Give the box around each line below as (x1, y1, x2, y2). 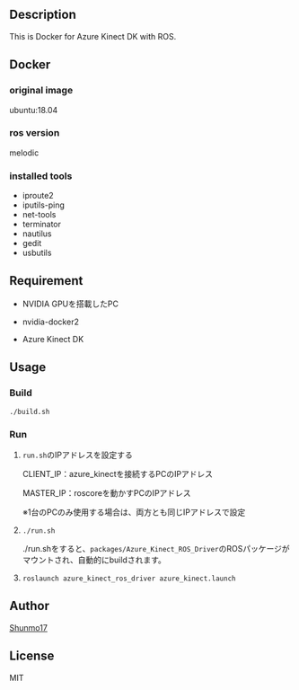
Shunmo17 (9, 622, 48, 632)
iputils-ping (22, 199, 66, 210)
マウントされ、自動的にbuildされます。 (22, 554, 166, 565)
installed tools (9, 170, 73, 182)
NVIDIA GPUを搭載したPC (22, 298, 119, 309)
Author (9, 598, 49, 614)
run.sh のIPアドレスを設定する (22, 449, 133, 460)
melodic (9, 147, 40, 158)
